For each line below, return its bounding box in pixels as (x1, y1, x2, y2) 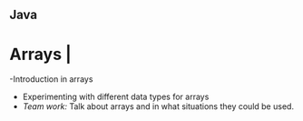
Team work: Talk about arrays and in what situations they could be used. (22, 101, 295, 112)
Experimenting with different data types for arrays (22, 91, 210, 103)
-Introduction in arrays (9, 74, 93, 85)
